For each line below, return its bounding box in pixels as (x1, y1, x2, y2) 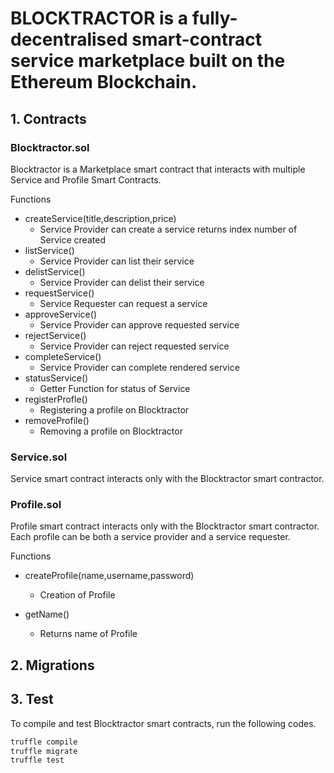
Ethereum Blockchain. (10, 71, 198, 94)
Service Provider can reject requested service (39, 340, 230, 352)
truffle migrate (10, 746, 78, 756)
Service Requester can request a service (39, 297, 208, 309)
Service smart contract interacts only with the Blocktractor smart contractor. (10, 473, 325, 485)
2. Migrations (10, 657, 95, 674)
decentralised (10, 28, 128, 51)
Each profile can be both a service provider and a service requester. (10, 531, 291, 543)
